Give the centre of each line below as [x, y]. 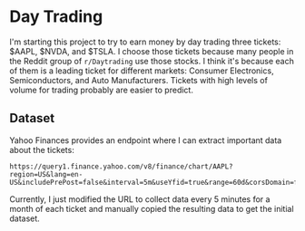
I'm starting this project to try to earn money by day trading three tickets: [145, 42]
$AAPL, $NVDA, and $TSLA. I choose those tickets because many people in [152, 51]
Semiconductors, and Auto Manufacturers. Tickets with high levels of [138, 80]
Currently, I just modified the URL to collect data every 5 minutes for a [140, 199]
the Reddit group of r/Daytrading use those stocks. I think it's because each [152, 61]
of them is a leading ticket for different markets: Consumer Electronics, [142, 71]
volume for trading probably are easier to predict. [101, 90]
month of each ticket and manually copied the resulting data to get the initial [152, 208]
